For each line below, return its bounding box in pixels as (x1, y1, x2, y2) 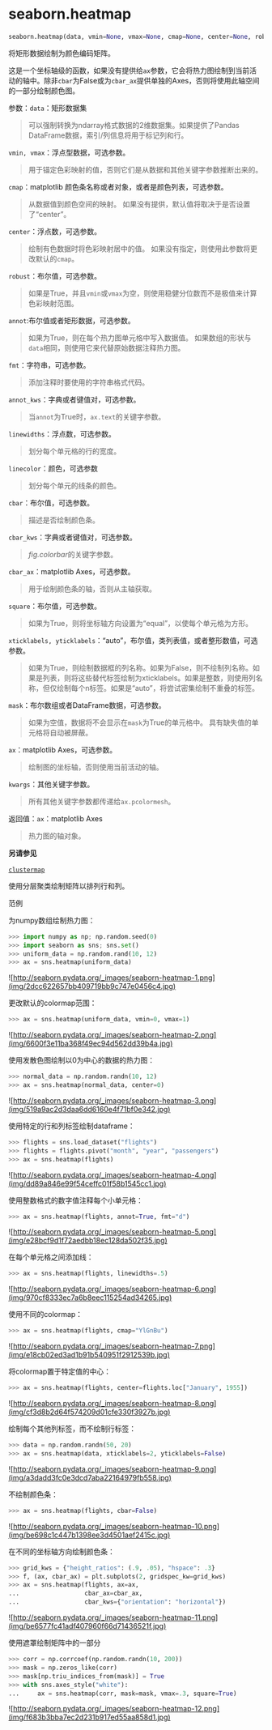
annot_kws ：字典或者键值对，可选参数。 (8, 394, 141, 404)
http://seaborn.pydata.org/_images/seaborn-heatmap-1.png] (13, 973, 216, 982)
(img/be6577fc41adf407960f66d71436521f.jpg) (8, 1621, 167, 1631)
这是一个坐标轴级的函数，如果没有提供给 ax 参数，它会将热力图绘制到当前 (8, 66, 250, 75)
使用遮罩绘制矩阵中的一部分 (8, 1638, 101, 1648)
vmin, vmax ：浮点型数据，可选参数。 (8, 147, 130, 157)
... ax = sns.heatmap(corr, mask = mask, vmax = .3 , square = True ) (8, 1690, 237, 1698)
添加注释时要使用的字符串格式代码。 (28, 377, 150, 387)
